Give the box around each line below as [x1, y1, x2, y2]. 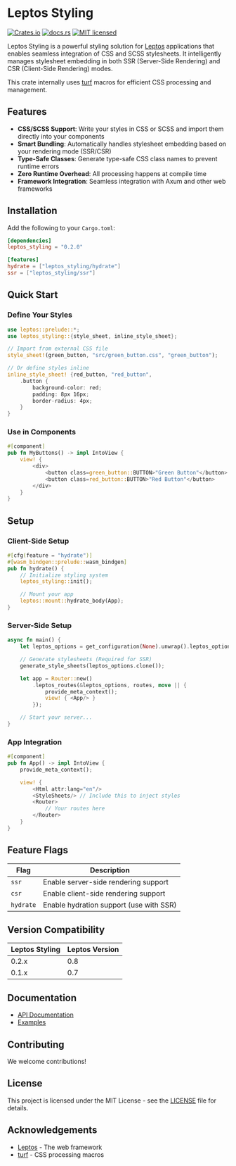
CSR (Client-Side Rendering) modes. [7, 64, 113, 73]
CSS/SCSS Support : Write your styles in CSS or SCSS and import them [17, 125, 224, 133]
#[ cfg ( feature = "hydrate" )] [7, 551, 93, 559]
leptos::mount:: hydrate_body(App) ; [20, 597, 124, 605]
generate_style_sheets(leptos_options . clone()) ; [20, 662, 165, 670]
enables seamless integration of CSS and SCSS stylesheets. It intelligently [7, 49, 222, 58]
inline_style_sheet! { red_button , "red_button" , [7, 371, 152, 378]
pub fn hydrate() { [7, 565, 65, 572]
